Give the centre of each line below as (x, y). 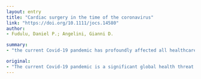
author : (16, 28)
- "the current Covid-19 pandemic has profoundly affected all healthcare (101, 51)
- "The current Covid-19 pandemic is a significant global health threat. (101, 66)
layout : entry (24, 12)
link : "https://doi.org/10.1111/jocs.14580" (63, 23)
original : (19, 61)
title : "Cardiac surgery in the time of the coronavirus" (80, 17)
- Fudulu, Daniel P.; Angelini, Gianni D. (60, 34)
